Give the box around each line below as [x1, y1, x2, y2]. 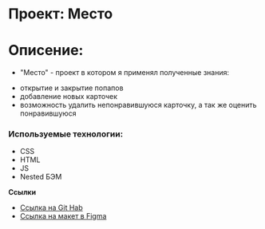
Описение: [8, 41, 84, 60]
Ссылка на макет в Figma [19, 211, 107, 221]
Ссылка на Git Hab [19, 203, 83, 212]
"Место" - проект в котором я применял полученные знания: [19, 68, 230, 77]
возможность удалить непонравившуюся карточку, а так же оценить [19, 101, 257, 110]
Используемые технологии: [8, 128, 124, 140]
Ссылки [8, 188, 37, 197]
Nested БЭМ [19, 172, 62, 182]
